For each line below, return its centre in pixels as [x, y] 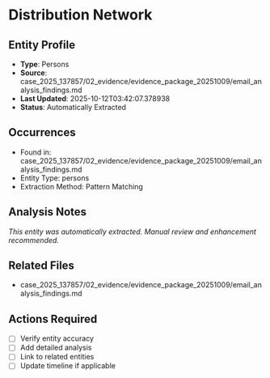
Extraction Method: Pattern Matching [82, 186]
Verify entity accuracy [57, 338]
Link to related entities [57, 357]
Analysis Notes [48, 212]
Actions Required [53, 319]
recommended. [34, 240]
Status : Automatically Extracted [73, 107]
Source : [34, 73]
